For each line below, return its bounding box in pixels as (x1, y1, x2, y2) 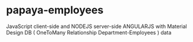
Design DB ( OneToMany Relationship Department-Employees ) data (6, 29, 172, 36)
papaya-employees (6, 3, 104, 17)
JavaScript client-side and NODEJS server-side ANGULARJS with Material (6, 23, 187, 30)
